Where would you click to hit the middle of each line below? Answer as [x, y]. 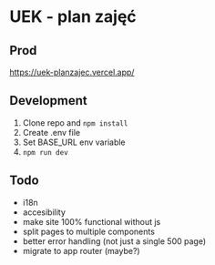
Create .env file [51, 132]
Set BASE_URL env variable [74, 142]
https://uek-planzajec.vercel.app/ [72, 72]
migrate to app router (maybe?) [81, 250]
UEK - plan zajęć [73, 17]
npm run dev [45, 152]
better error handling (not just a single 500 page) [114, 241]
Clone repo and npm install [75, 122]
